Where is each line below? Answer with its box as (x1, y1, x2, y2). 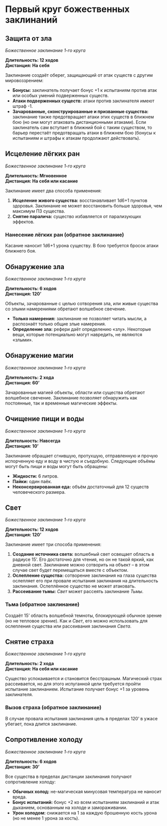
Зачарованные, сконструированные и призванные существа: (12, 109, 149, 114)
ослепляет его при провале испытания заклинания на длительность (12, 578, 159, 584)
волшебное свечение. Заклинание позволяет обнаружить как (5, 394, 138, 400)
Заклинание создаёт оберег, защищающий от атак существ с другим (5, 72, 153, 78)
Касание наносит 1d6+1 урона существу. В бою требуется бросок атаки (5, 243, 159, 249)
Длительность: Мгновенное (5, 172, 67, 178)
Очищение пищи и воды (5, 415, 84, 423)
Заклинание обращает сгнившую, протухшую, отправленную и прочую (5, 453, 158, 459)
